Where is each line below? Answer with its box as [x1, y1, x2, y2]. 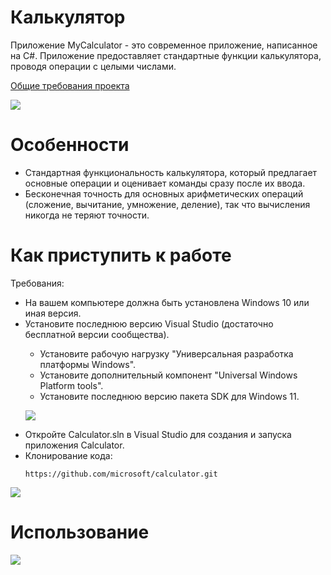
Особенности [10, 134, 130, 156]
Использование [10, 521, 150, 543]
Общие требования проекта [10, 79, 130, 91]
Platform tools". [39, 379, 104, 391]
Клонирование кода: [24, 449, 113, 461]
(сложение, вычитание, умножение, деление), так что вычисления [24, 198, 311, 210]
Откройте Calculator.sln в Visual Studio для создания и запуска [24, 428, 292, 440]
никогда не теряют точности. [24, 209, 150, 221]
